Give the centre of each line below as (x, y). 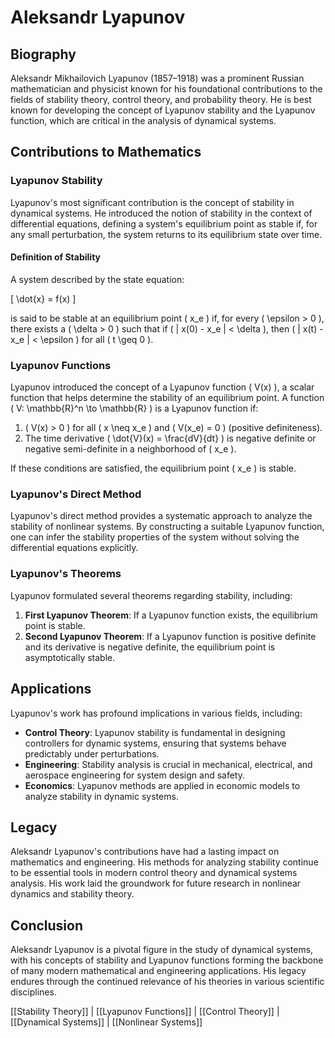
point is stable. (55, 625)
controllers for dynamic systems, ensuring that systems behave (155, 743)
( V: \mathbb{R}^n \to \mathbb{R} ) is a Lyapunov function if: (134, 408)
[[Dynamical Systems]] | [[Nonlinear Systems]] (106, 1022)
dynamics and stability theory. (72, 894)
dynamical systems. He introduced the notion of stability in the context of (161, 213)
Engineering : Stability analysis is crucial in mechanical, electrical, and (168, 764)
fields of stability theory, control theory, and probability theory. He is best (161, 99)
